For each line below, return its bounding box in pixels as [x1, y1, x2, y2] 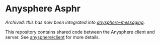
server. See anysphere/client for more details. [5, 34, 100, 40]
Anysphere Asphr [5, 3, 81, 14]
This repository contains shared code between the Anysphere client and [5, 29, 155, 35]
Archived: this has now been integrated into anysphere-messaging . [5, 19, 145, 25]
